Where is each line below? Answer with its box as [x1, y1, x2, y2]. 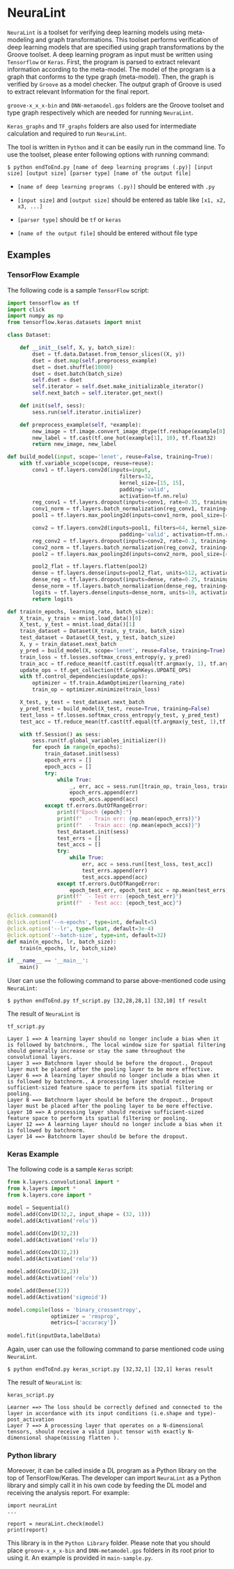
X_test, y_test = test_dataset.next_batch [19, 699, 145, 706]
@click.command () [7, 912, 58, 919]
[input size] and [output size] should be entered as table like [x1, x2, [17, 196, 226, 204]
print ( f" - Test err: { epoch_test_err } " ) [56, 893, 182, 900]
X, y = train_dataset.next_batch [19, 641, 117, 648]
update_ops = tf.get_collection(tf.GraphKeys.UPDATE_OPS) [19, 666, 192, 673]
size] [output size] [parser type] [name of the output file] [7, 170, 192, 177]
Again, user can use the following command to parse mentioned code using [7, 1345, 225, 1353]
